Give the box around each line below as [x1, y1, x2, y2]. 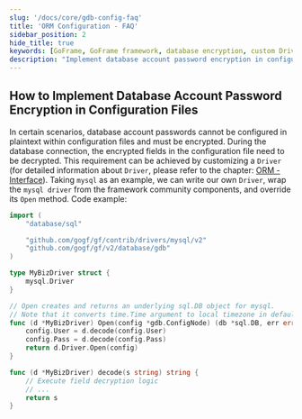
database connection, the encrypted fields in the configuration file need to [9, 145, 285, 156]
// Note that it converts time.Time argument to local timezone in [9, 310, 268, 319]
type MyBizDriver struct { [9, 269, 111, 278]
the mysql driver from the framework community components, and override [9, 184, 291, 195]
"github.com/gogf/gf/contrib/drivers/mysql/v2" [25, 235, 207, 244]
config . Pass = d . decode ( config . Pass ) [25, 335, 167, 344]
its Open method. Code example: [9, 193, 128, 204]
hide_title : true [9, 38, 75, 48]
